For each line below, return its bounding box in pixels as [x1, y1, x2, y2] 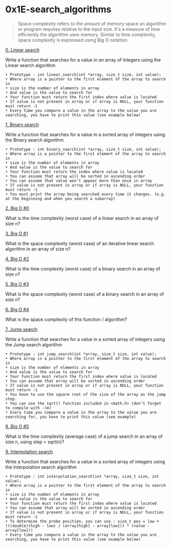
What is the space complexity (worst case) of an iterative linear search [5, 240, 155, 247]
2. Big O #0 [5, 205, 29, 211]
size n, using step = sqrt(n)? [5, 438, 65, 444]
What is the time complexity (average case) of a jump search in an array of [5, 433, 163, 439]
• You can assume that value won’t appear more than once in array [5, 178, 153, 183]
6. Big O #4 [5, 306, 29, 312]
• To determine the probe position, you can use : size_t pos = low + [5, 519, 159, 524]
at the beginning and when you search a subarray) [5, 196, 116, 201]
